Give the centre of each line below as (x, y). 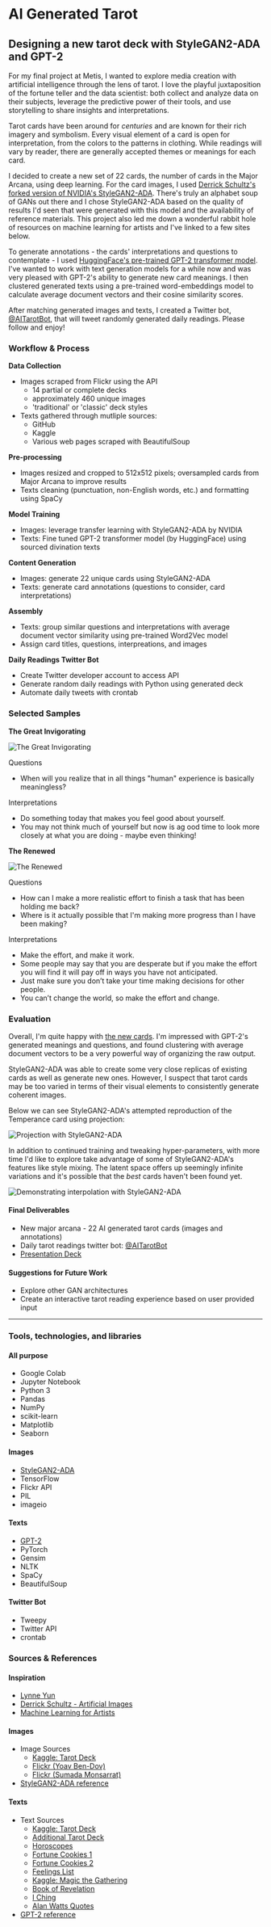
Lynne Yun (38, 1696)
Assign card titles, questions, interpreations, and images (113, 644)
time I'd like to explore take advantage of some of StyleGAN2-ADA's (121, 1159)
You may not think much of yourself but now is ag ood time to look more (140, 827)
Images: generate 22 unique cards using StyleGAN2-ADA (115, 579)
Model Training (34, 515)
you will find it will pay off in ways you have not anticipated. (119, 972)
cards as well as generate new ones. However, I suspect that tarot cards (128, 1077)
